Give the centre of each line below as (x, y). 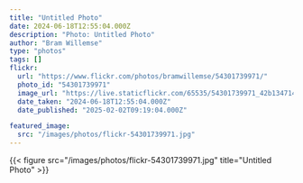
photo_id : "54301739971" (64, 85)
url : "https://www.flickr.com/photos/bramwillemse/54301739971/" (143, 77)
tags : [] (26, 59)
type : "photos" (38, 51)
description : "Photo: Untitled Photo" (82, 34)
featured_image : (40, 126)
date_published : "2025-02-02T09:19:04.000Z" (102, 110)
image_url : (38, 93)
